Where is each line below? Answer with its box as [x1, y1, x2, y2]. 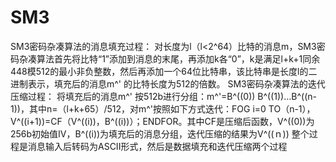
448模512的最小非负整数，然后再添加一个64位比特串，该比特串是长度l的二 [10, 65, 318, 77]
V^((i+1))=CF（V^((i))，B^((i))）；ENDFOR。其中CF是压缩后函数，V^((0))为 [10, 115, 315, 127]
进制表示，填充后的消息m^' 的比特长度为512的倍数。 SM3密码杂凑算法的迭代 [10, 77, 326, 90]
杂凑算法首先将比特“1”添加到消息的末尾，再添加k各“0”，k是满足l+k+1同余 [18, 52, 321, 65]
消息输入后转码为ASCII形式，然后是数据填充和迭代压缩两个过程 [27, 140, 288, 152]
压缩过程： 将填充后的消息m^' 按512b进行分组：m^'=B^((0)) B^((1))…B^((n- [10, 90, 317, 102]
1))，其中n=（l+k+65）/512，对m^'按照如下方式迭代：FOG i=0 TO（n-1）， [10, 102, 316, 115]
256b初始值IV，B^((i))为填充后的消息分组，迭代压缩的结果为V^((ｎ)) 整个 [10, 127, 310, 140]
